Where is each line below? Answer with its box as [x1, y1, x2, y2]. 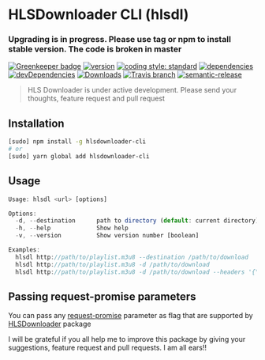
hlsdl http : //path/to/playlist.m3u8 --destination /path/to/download [15, 253, 248, 261]
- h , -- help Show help [15, 224, 129, 233]
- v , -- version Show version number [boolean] [15, 232, 200, 240]
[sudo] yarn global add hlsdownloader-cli [8, 153, 150, 161]
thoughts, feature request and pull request [27, 93, 166, 104]
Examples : [8, 246, 41, 254]
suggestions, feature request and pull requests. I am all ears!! [8, 343, 207, 353]
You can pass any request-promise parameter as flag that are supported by [8, 311, 254, 320]
